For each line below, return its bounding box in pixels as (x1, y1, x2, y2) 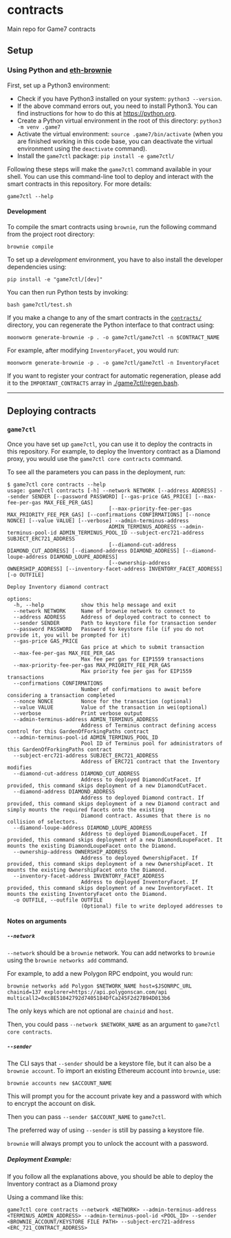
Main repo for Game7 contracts (7, 25, 96, 33)
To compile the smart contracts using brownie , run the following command (7, 222, 217, 231)
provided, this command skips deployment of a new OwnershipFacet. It (7, 860, 214, 867)
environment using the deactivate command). (16, 144, 148, 153)
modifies (7, 764, 32, 771)
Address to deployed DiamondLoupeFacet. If (80, 830, 208, 837)
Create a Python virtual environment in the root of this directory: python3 (16, 116, 222, 125)
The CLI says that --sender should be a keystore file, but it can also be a (7, 1059, 212, 1068)
